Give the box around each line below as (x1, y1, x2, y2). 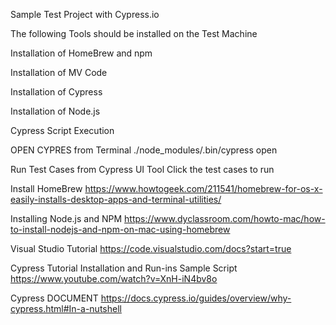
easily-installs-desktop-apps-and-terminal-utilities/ (10, 194, 222, 205)
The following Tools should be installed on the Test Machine (10, 28, 258, 39)
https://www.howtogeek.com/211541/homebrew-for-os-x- (84, 183, 323, 194)
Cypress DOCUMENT (10, 292, 99, 304)
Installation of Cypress (10, 86, 103, 98)
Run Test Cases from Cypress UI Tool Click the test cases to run (10, 164, 275, 175)
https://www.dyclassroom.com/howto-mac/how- (124, 213, 326, 224)
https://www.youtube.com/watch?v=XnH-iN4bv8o (10, 273, 218, 284)
